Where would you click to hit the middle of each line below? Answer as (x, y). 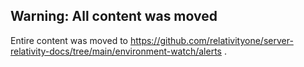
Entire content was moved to (69, 40)
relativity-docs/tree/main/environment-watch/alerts (116, 51)
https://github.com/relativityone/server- (211, 40)
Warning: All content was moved (114, 16)
